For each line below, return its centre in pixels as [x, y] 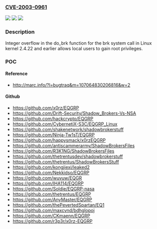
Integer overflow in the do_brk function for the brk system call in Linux [78, 43]
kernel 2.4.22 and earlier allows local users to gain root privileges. [74, 48]
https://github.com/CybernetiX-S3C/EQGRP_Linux [65, 124]
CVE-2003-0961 [26, 7]
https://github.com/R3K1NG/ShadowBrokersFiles [64, 151]
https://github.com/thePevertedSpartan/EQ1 [58, 205]
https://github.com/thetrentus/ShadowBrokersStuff [66, 161]
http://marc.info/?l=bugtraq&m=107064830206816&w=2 [71, 85]
